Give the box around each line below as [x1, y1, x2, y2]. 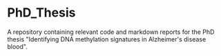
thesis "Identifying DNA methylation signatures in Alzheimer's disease [7, 35, 206, 43]
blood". [7, 42, 28, 50]
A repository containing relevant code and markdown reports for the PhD [7, 28, 215, 36]
